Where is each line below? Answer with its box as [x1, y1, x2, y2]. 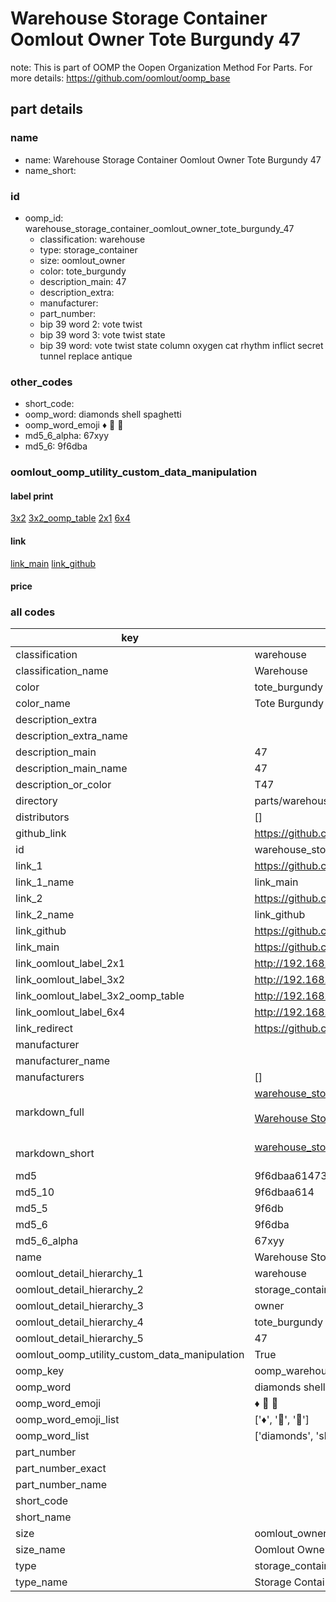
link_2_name [15, 908, 75, 922]
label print [10, 490, 54, 502]
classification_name [15, 664, 109, 678]
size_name [15, 1543, 66, 1557]
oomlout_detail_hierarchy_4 [15, 1315, 144, 1329]
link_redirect [15, 1022, 74, 1036]
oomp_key [15, 1364, 65, 1378]
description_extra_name [15, 729, 128, 743]
